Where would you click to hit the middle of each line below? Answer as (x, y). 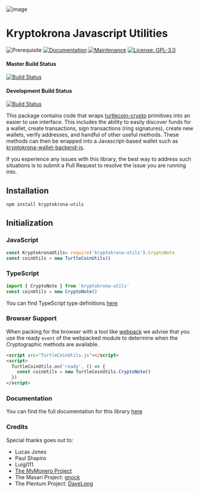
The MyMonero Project (43, 471)
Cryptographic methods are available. (53, 344)
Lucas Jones (30, 452)
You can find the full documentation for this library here (74, 412)
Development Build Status (39, 90)
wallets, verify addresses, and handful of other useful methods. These (93, 135)
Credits (17, 427)
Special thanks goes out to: (40, 440)
